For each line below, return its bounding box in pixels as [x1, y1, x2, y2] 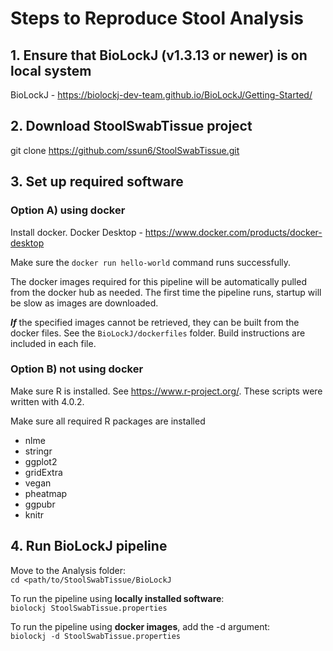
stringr [24, 445, 53, 457]
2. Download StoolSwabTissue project [10, 118, 253, 135]
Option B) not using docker [10, 362, 144, 376]
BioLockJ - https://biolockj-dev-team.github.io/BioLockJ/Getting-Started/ [10, 89, 313, 101]
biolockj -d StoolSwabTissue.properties [10, 631, 182, 641]
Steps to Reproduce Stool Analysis [10, 7, 305, 30]
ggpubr [24, 498, 56, 510]
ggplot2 [24, 455, 58, 467]
